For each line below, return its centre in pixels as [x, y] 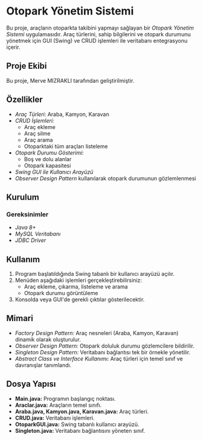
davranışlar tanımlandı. [43, 365]
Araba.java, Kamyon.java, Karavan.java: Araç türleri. [82, 411]
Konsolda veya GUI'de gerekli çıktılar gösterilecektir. [80, 299]
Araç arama [38, 139]
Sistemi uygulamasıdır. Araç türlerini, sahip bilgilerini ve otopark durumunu [99, 34]
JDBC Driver [30, 240]
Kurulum [23, 197]
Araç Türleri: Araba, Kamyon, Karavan [62, 114]
